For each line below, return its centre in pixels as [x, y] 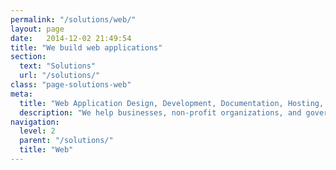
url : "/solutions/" [60, 76]
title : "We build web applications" [86, 47]
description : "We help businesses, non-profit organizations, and [160, 112]
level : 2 [37, 131]
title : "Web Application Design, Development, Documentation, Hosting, [172, 103]
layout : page [37, 29]
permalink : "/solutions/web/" [73, 19]
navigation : [35, 122]
